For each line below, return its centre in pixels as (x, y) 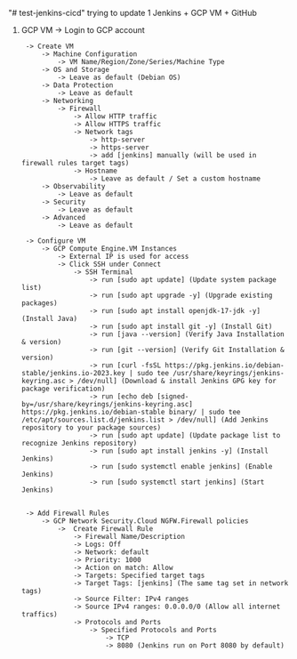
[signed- (173, 397)
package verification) (63, 389)
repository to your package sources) (91, 428)
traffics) (40, 615)
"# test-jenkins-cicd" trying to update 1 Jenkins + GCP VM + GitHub (132, 13)
